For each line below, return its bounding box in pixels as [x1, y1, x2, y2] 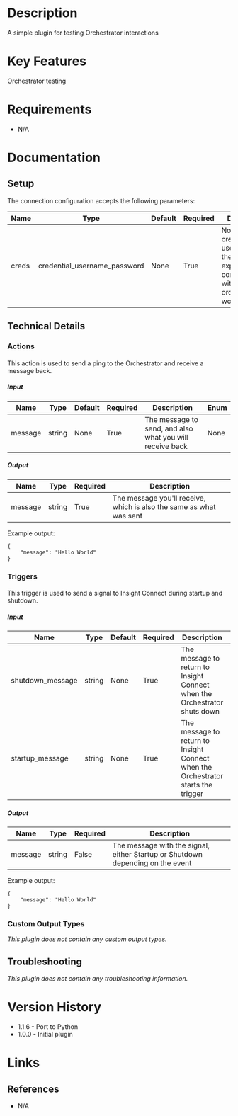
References [7, 1083, 59, 1095]
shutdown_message [11, 676, 78, 685]
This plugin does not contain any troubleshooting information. [7, 974, 188, 983]
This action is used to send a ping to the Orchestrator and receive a [7, 359, 204, 368]
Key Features [7, 53, 87, 69]
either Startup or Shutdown [112, 850, 203, 860]
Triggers [7, 571, 38, 581]
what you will [144, 432, 188, 442]
